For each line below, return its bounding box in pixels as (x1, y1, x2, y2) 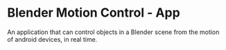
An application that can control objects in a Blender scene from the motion (7, 28, 220, 36)
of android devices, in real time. (7, 35, 98, 43)
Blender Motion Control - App (7, 5, 180, 21)
